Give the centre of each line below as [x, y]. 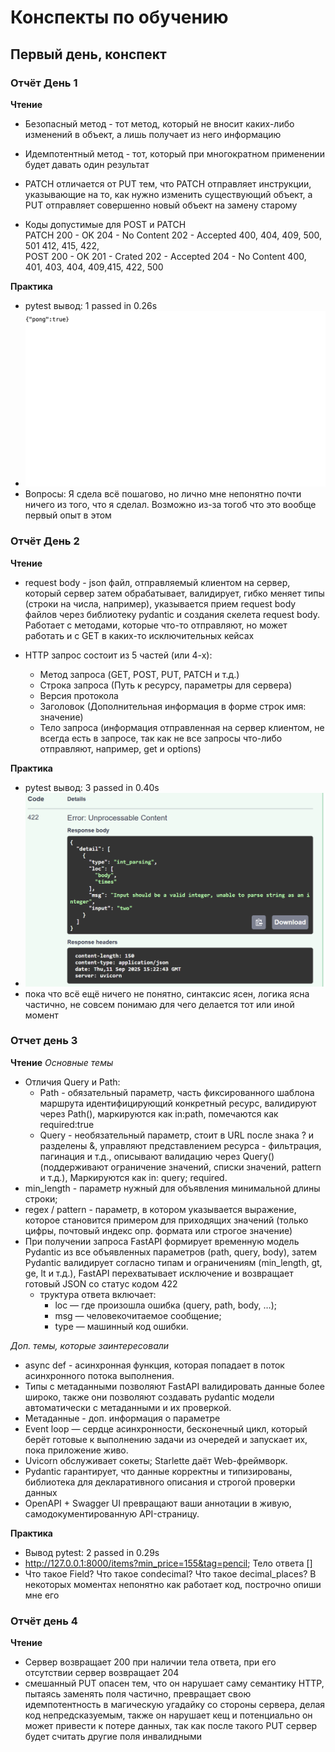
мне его [42, 1595]
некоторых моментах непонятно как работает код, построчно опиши [173, 1584]
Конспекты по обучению [119, 17]
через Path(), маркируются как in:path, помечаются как [159, 1113]
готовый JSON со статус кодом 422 [101, 1283]
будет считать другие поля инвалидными [113, 1737]
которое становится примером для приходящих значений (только [166, 1220]
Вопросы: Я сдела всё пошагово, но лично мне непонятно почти [163, 494]
